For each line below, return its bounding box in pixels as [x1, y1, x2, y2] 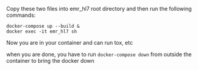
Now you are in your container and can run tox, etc [6, 39, 133, 46]
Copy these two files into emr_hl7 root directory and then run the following [6, 5, 192, 12]
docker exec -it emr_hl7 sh [6, 28, 78, 34]
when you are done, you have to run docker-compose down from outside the [6, 51, 192, 58]
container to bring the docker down [6, 57, 95, 64]
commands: [6, 11, 36, 19]
